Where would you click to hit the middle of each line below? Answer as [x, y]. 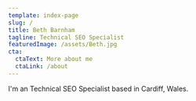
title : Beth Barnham [42, 30]
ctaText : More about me [54, 60]
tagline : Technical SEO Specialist [66, 37]
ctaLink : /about [42, 67]
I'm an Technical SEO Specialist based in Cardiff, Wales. [98, 88]
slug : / [21, 23]
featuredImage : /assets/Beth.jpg [63, 45]
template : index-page [44, 15]
